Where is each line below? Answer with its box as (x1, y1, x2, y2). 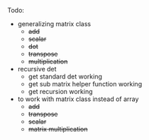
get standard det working (28, 72, 103, 81)
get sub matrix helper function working (28, 80, 143, 88)
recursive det (17, 65, 57, 73)
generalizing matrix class (17, 20, 91, 28)
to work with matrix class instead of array (17, 95, 139, 103)
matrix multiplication (28, 125, 88, 133)
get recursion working (28, 88, 94, 95)
